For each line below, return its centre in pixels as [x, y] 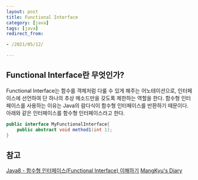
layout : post [22, 12]
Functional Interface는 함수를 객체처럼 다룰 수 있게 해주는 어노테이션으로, [91, 90]
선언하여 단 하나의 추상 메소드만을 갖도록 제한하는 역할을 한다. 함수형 [101, 98]
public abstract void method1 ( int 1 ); [65, 130]
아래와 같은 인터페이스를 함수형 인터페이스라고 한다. [66, 113]
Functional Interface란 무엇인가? [65, 75]
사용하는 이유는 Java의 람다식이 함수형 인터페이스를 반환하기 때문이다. [107, 105]
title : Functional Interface [42, 17]
